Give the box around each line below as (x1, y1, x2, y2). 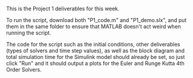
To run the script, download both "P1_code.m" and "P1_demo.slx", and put (6, 17, 187, 23)
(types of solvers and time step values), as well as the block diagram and (6, 47, 185, 54)
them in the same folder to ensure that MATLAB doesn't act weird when (6, 23, 181, 30)
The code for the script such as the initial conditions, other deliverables (6, 41, 181, 48)
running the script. (6, 29, 52, 36)
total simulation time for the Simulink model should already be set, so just (6, 54, 185, 60)
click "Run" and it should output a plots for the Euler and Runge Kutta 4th (6, 60, 185, 67)
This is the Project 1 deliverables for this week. (6, 5, 120, 12)
